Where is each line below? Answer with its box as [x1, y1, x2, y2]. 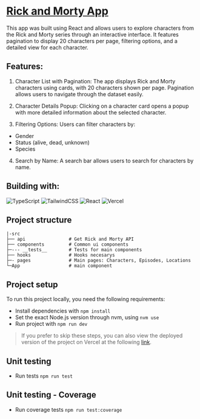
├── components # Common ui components [6, 241, 129, 248]
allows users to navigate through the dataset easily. [15, 90, 144, 98]
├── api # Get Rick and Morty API [6, 236, 135, 243]
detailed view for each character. [6, 44, 89, 51]
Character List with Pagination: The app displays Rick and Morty [15, 77, 176, 85]
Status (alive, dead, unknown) [15, 139, 90, 146]
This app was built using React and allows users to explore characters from [6, 24, 195, 32]
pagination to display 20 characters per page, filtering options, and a [6, 37, 178, 44]
